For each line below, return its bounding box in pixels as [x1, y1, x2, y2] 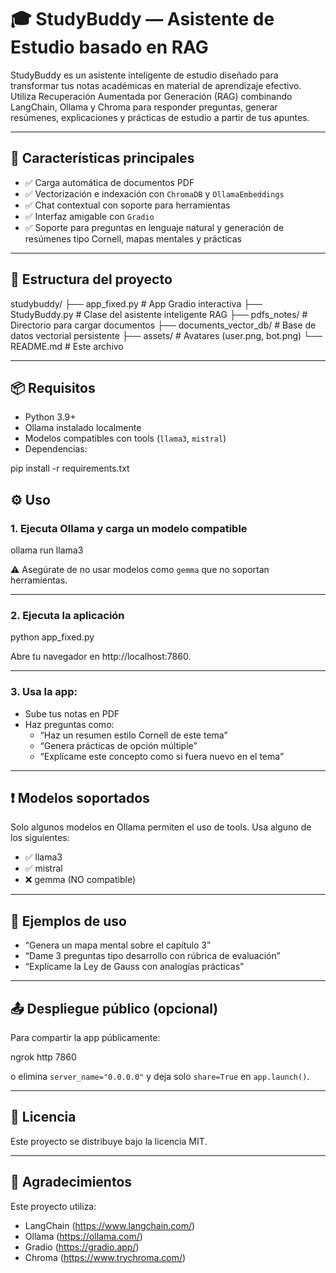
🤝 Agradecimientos [10, 1174, 133, 1191]
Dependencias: [24, 443, 88, 455]
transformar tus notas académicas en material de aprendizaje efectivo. [10, 79, 302, 91]
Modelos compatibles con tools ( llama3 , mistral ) [24, 432, 227, 445]
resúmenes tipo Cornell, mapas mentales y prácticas [24, 232, 242, 245]
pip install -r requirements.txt [10, 462, 130, 475]
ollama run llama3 [10, 544, 84, 556]
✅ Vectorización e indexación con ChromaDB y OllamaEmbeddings [24, 187, 285, 200]
